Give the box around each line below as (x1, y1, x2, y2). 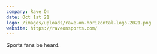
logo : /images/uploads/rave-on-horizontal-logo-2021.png (6, 20, 152, 26)
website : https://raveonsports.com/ (6, 25, 98, 31)
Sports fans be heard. (6, 42, 60, 49)
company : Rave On (6, 8, 50, 15)
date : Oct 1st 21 (6, 14, 50, 20)
